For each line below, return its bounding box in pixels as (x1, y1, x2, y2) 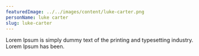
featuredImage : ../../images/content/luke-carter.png (5, 8, 145, 15)
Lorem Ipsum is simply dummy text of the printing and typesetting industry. (5, 37, 194, 44)
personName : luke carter (5, 14, 69, 20)
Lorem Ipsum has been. (5, 43, 65, 50)
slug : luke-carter (5, 20, 52, 26)
